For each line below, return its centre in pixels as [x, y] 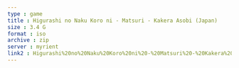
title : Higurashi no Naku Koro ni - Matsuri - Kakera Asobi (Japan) [113, 21]
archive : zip [28, 40]
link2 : [19, 54]
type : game [25, 14]
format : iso [27, 34]
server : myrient [33, 47]
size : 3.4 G [27, 27]
